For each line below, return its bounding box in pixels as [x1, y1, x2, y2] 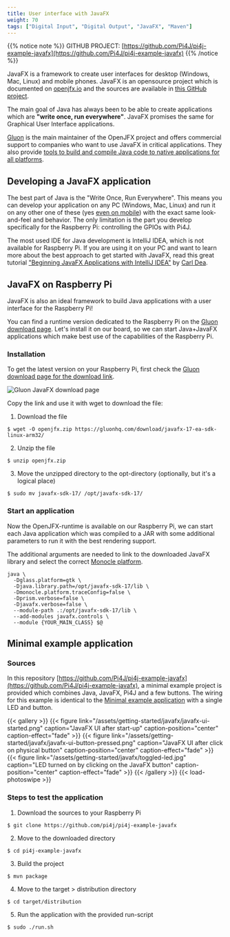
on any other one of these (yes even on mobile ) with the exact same [7, 209, 200, 217]
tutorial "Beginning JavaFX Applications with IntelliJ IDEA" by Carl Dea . [7, 258, 208, 267]
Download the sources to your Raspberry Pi [17, 809, 141, 817]
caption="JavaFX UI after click [137, 739, 223, 747]
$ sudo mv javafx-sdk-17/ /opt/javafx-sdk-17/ [7, 490, 143, 497]
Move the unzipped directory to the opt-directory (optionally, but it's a [17, 470, 216, 478]
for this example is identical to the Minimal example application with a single [7, 696, 222, 704]
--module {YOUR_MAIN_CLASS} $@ [13, 619, 103, 626]
